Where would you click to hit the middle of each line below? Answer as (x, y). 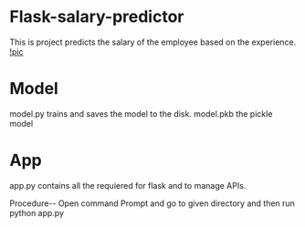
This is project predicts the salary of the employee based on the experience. (153, 42)
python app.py (37, 212)
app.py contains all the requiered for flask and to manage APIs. (128, 185)
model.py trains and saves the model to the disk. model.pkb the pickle (141, 113)
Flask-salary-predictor (97, 17)
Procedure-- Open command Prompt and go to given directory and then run (152, 203)
